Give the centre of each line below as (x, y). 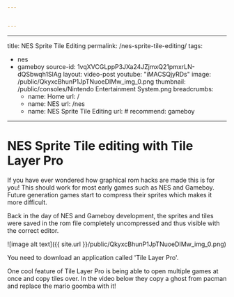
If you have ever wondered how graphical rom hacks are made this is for (111, 180)
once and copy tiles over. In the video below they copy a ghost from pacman (117, 278)
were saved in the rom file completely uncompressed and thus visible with (114, 223)
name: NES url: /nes (56, 104)
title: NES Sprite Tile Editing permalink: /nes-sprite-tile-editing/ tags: (105, 45)
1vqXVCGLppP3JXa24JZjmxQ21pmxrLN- (136, 66)
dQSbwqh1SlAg (39, 74)
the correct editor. (33, 230)
